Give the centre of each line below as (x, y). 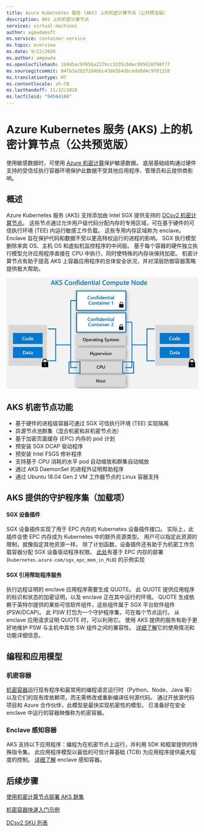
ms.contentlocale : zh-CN (38, 84)
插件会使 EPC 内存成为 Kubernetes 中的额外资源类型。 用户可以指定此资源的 (102, 537)
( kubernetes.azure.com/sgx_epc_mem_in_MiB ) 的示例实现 (76, 560)
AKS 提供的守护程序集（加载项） (68, 498)
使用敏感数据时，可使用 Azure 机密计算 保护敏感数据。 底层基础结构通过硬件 (101, 162)
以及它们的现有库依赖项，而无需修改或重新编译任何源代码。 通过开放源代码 (100, 698)
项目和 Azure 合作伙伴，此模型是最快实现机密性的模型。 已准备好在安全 (96, 705)
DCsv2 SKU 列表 (27, 823)
